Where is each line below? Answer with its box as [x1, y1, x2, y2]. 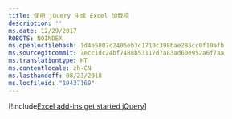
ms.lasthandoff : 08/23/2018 [8, 72, 103, 80]
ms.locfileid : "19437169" [8, 79, 95, 87]
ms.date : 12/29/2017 [8, 27, 78, 35]
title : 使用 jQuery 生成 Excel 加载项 [8, 11, 130, 20]
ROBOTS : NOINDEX [8, 34, 63, 43]
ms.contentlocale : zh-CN [8, 64, 92, 72]
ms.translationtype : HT [8, 57, 88, 65]
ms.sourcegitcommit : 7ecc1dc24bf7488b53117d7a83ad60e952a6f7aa [8, 49, 225, 57]
